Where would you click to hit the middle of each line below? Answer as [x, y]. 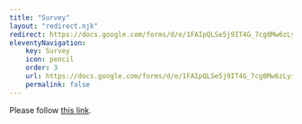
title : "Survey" [40, 18]
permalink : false [58, 84]
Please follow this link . [50, 110]
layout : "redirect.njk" [54, 26]
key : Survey [48, 51]
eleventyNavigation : [48, 43]
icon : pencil [50, 59]
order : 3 [42, 68]
